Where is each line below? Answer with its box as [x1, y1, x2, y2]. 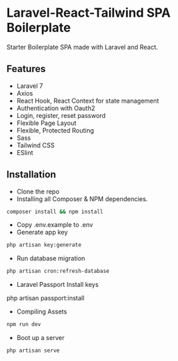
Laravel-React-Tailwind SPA [6, 5, 171, 21]
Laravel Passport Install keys [16, 281, 99, 289]
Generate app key [16, 228, 68, 237]
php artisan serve [6, 347, 60, 354]
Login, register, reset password [16, 111, 106, 119]
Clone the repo [16, 187, 60, 196]
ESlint [16, 148, 33, 156]
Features [6, 63, 46, 75]
